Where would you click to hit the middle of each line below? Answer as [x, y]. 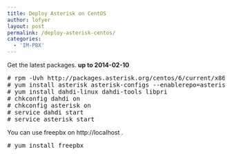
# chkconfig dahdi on [44, 99]
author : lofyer [29, 20]
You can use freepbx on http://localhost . [65, 132]
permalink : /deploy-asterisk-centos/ [61, 33]
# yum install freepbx [46, 145]
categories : [24, 39]
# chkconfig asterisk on [49, 105]
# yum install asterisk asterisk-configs [78, 85]
